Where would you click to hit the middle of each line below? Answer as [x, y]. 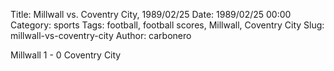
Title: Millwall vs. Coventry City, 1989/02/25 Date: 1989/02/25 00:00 [151, 14]
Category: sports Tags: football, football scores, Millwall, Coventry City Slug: [167, 25]
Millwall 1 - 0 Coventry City [66, 55]
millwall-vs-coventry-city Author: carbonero [101, 35]
